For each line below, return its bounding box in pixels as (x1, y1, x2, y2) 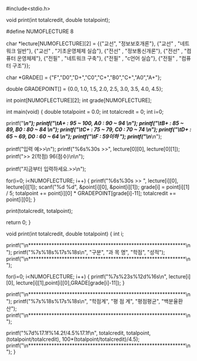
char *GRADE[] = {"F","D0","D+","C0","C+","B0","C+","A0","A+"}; (6, 74, 162, 81)
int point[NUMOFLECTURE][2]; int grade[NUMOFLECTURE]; (6, 97, 152, 104)
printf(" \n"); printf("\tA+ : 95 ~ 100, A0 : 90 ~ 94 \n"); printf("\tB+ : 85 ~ (6, 120, 184, 126)
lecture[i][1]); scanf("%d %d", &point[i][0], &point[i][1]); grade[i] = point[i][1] (6, 183, 190, 191)
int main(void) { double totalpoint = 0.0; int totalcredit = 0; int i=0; (6, 109, 164, 115)
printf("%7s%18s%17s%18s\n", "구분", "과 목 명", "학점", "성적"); (13, 249, 165, 255)
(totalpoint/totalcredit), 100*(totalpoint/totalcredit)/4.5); (6, 336, 140, 343)
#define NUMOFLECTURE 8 (6, 28, 74, 35)
